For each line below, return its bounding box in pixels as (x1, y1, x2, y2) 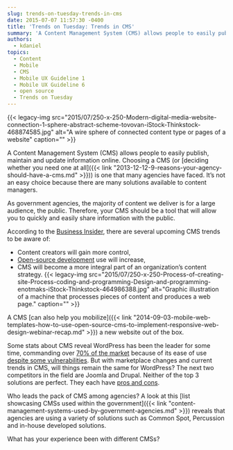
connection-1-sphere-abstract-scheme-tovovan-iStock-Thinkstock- (7, 121, 201, 128)
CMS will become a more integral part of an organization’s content (17, 263, 207, 271)
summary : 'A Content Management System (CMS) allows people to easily (7, 29, 216, 37)
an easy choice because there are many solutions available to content (7, 178, 207, 186)
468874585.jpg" (7, 128, 54, 136)
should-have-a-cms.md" (7, 171, 78, 179)
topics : (7, 49, 30, 56)
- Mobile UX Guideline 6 (13, 81, 85, 88)
